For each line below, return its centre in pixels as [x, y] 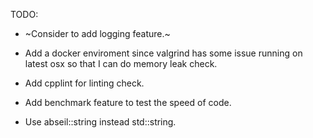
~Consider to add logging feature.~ [97, 33]
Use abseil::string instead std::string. [100, 122]
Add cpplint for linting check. [84, 83]
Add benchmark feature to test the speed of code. [128, 102]
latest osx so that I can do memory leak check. [121, 63]
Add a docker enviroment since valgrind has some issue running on [163, 53]
